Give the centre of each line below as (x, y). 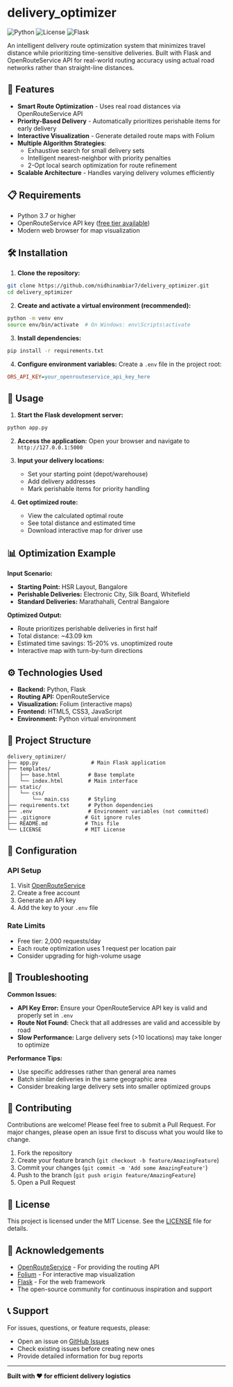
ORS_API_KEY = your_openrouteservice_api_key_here (79, 376)
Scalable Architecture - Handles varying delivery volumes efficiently (116, 172)
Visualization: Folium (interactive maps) (75, 704)
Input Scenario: (30, 574)
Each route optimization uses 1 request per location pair (97, 948)
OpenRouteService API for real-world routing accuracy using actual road (111, 60)
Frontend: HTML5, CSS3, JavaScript (70, 711)
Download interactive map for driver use (85, 531)
